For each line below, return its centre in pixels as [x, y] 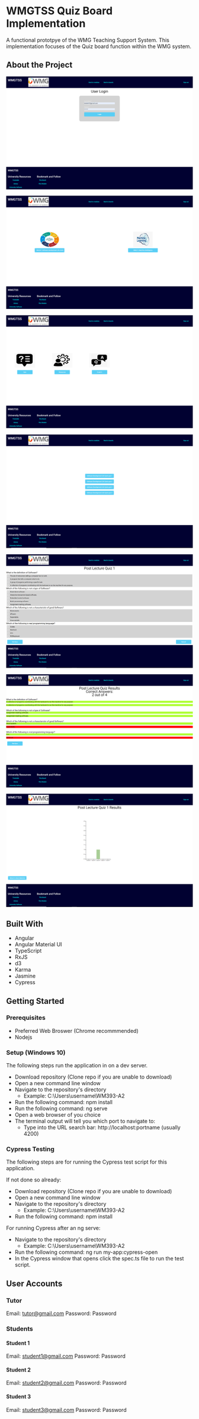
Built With [25, 924]
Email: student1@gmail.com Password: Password [66, 1356]
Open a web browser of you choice [58, 1115]
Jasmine [25, 976]
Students [20, 1329]
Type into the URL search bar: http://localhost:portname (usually [102, 1127]
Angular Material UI [38, 944]
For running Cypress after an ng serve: [53, 1228]
